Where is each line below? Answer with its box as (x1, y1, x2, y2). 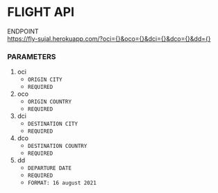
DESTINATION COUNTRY (27, 143, 87, 150)
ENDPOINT (7, 27, 40, 35)
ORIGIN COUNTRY (27, 99, 72, 106)
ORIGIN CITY (27, 76, 62, 83)
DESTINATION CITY (27, 121, 78, 128)
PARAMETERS (7, 51, 56, 61)
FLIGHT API (7, 4, 75, 20)
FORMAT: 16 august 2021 (27, 180, 97, 187)
